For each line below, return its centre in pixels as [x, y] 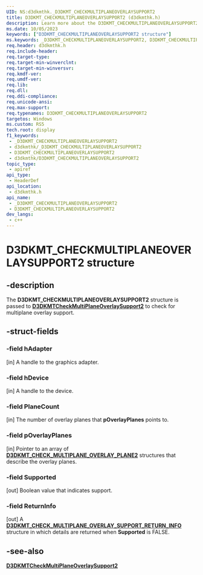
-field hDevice [28, 378]
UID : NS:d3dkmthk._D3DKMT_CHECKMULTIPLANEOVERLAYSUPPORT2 [81, 12]
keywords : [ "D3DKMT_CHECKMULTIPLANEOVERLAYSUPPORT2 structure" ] [89, 34]
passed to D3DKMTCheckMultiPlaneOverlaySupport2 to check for [91, 306]
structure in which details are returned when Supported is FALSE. [88, 532]
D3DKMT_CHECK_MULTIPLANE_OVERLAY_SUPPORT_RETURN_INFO [94, 526]
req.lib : [17, 85]
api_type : [19, 175]
